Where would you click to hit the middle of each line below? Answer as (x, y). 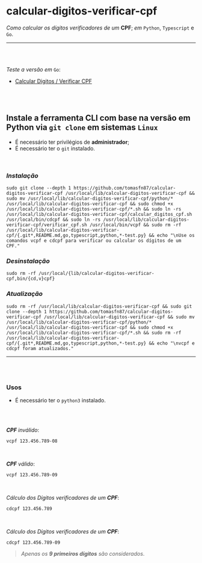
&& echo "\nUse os (172, 236)
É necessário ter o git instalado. (55, 148)
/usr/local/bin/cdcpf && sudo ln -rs (54, 220)
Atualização (25, 294)
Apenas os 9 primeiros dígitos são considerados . (83, 553)
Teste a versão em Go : (34, 69)
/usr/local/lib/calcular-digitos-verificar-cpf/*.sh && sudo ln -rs (94, 209)
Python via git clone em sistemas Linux (82, 128)
